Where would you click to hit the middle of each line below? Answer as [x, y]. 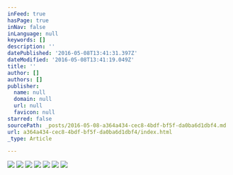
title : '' [22, 66]
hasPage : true [28, 20]
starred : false [30, 119]
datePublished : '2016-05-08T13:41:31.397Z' [73, 54]
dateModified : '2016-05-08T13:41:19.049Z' [71, 60]
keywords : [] [27, 40]
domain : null [33, 99]
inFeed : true [27, 14]
